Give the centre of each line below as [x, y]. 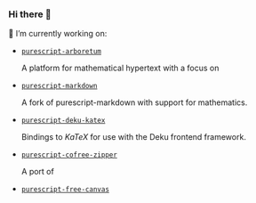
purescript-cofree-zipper [69, 155]
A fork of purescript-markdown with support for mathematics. [134, 102]
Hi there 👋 [30, 14]
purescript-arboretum [61, 52]
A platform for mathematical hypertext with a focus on [120, 68]
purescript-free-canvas [65, 190]
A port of [37, 172]
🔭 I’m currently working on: [58, 34]
